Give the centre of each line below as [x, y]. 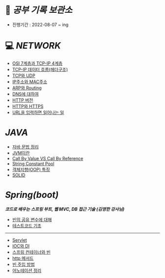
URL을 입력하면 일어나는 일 [38, 112]
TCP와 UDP [24, 75]
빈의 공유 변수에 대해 [32, 220]
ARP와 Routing [27, 88]
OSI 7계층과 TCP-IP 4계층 [37, 63]
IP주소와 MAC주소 [30, 82]
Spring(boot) [32, 195]
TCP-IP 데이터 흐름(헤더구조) [40, 69]
